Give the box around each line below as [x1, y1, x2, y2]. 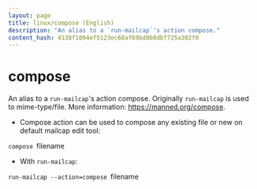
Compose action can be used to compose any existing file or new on [19, 118, 243, 127]
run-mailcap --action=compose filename [8, 172, 140, 182]
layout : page [8, 11, 51, 20]
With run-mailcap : [19, 157, 78, 166]
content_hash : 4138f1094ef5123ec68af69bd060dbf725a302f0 [8, 33, 199, 42]
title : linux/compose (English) [8, 19, 114, 27]
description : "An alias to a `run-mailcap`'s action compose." [8, 26, 221, 34]
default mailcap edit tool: [19, 126, 101, 135]
